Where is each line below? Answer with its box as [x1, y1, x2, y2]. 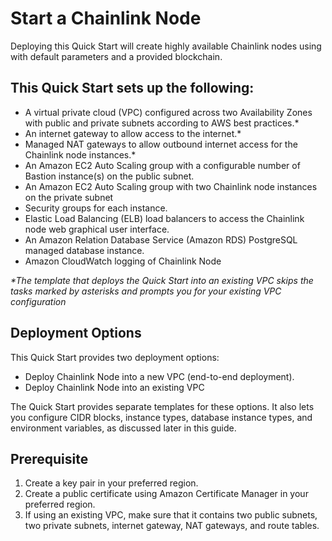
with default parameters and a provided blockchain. [10, 50, 223, 62]
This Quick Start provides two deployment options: [10, 351, 220, 363]
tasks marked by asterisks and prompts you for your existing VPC [10, 285, 282, 297]
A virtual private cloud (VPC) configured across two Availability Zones [24, 106, 313, 118]
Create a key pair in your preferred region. [24, 477, 199, 489]
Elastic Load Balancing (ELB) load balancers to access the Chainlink [24, 212, 305, 224]
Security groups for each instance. [24, 202, 168, 214]
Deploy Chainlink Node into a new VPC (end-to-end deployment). [24, 370, 295, 382]
